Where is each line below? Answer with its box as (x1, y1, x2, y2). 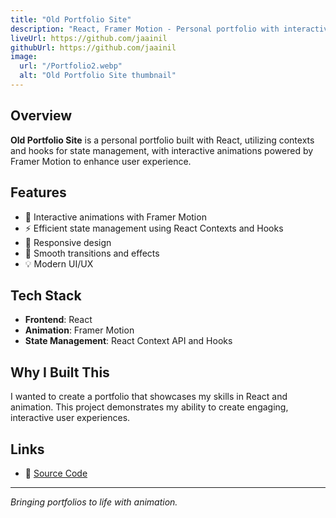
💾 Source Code (24, 467, 88, 479)
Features (10, 184, 67, 201)
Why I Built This (10, 364, 110, 381)
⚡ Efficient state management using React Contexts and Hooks (24, 222, 284, 234)
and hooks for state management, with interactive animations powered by (10, 144, 314, 156)
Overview (10, 107, 73, 125)
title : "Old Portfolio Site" (10, 14, 132, 25)
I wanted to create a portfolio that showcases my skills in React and (10, 391, 288, 403)
